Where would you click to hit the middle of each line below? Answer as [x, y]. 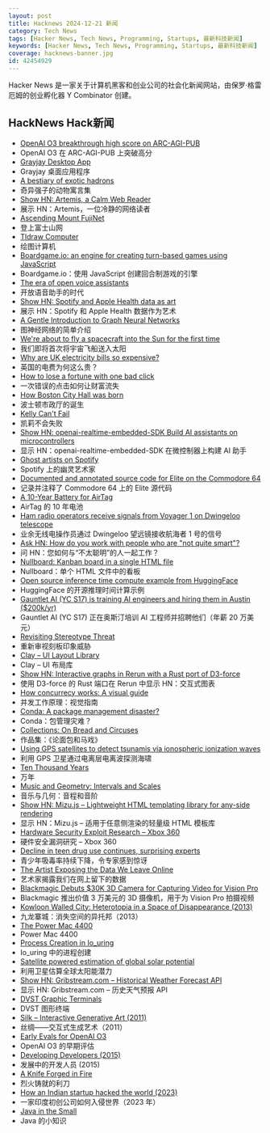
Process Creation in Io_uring [67, 942]
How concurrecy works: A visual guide [84, 692]
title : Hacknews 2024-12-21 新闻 [63, 23]
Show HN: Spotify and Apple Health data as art [98, 301]
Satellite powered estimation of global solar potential [107, 961]
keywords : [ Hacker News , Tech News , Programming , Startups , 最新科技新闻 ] [133, 46]
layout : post [30, 16]
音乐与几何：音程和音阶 [59, 795]
